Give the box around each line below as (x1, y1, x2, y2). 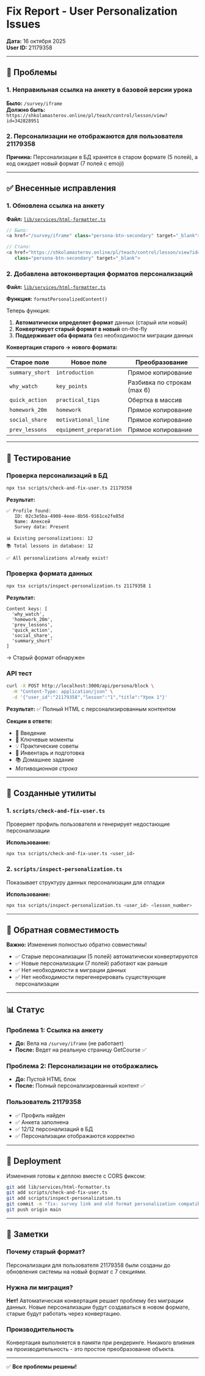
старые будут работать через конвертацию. (6, 1310, 122, 1317)
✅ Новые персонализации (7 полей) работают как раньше (15, 959, 168, 967)
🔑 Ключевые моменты (15, 736, 74, 743)
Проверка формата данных (6, 569, 93, 578)
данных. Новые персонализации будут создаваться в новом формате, (6, 1303, 190, 1311)
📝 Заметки (6, 1229, 49, 1239)
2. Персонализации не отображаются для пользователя (6, 132, 183, 140)
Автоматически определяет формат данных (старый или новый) (15, 319, 188, 326)
